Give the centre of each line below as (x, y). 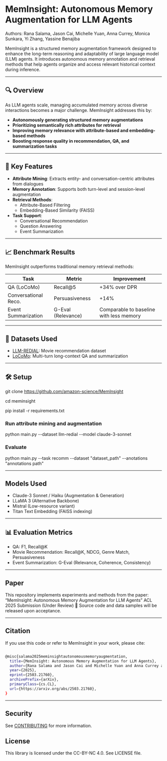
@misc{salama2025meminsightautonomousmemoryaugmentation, (66, 656)
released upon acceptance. (33, 611)
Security (19, 714)
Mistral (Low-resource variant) (44, 506)
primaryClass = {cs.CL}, (33, 684)
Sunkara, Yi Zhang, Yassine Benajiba (43, 39)
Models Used (26, 483)
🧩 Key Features (29, 167)
